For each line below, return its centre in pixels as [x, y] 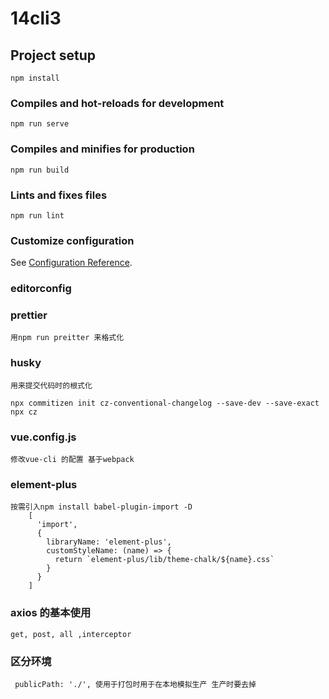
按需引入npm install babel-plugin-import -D [101, 507]
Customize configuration [72, 240]
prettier [29, 315]
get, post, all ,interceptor [71, 634]
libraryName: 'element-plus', [109, 542]
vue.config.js [43, 437]
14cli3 [36, 18]
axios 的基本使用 [51, 613]
